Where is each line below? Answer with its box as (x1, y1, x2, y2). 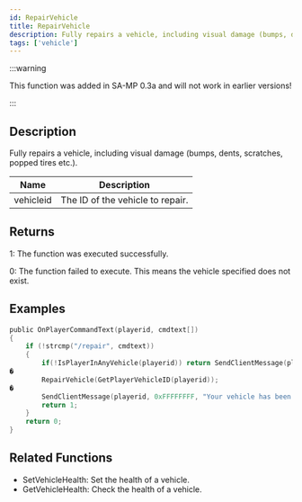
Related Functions (9, 451, 113, 466)
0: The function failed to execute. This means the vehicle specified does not (9, 265, 291, 276)
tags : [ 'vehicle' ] (9, 38, 78, 48)
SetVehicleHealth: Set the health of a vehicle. (22, 474, 191, 485)
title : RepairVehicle (9, 22, 91, 31)
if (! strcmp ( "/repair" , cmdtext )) (25, 342, 155, 351)
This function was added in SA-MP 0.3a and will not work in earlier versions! (9, 80, 292, 91)
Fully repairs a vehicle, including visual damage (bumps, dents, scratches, (9, 148, 283, 158)
